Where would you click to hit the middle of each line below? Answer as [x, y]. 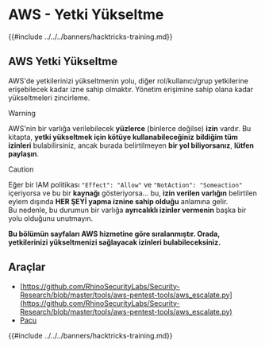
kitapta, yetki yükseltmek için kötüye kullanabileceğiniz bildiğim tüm [123, 137]
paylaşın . [24, 153]
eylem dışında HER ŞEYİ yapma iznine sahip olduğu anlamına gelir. [118, 201]
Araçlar [27, 267]
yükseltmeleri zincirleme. [49, 98]
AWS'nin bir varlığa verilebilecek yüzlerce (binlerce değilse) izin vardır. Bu [130, 128]
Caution [21, 169]
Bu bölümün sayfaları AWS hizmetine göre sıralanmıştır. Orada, [114, 234]
